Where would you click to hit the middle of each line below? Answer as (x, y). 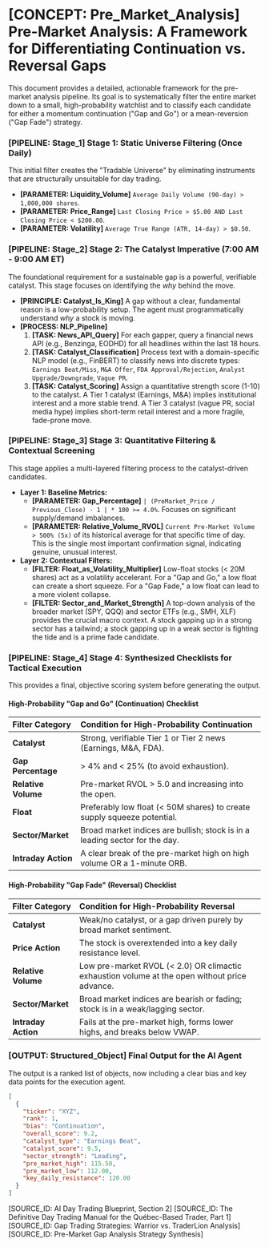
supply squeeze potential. (128, 817)
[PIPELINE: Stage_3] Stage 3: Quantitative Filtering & (112, 441)
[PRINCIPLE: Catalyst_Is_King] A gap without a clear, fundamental (130, 301)
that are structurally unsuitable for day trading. (85, 179)
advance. (96, 986)
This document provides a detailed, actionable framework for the (115, 88)
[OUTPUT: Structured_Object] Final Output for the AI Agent (125, 1055)
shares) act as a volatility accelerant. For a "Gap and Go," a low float (144, 577)
